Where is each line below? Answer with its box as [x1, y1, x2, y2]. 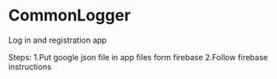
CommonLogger [8, 5, 131, 26]
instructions [8, 61, 52, 72]
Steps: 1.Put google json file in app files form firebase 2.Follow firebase [8, 51, 268, 62]
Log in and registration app [8, 35, 107, 45]
